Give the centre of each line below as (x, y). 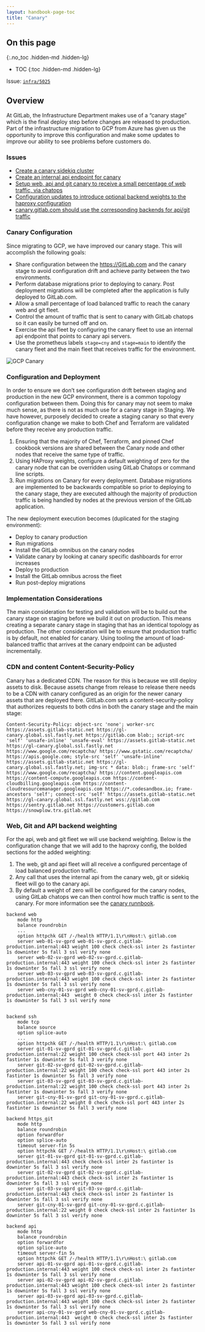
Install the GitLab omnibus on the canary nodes (75, 550)
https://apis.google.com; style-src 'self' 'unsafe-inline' (85, 756)
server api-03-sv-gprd (46, 1296)
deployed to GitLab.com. (46, 297)
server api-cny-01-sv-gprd (52, 1312)
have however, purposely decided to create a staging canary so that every (100, 417)
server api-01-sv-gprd (46, 1264)
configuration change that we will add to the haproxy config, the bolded (97, 845)
